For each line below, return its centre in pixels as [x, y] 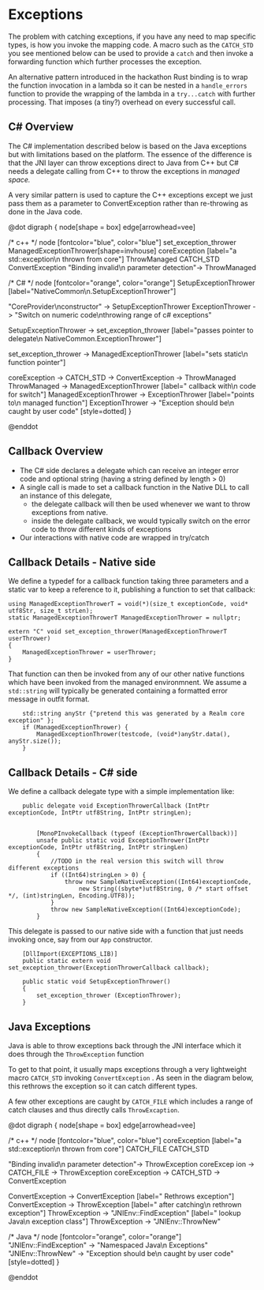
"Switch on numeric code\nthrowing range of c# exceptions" [113, 314]
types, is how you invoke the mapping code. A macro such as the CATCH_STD [131, 44]
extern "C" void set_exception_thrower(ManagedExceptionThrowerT [117, 632]
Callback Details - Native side [82, 562]
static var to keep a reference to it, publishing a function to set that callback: [132, 589]
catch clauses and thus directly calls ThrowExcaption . [94, 1110]
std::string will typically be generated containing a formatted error [118, 691]
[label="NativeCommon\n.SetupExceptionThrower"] [92, 291]
